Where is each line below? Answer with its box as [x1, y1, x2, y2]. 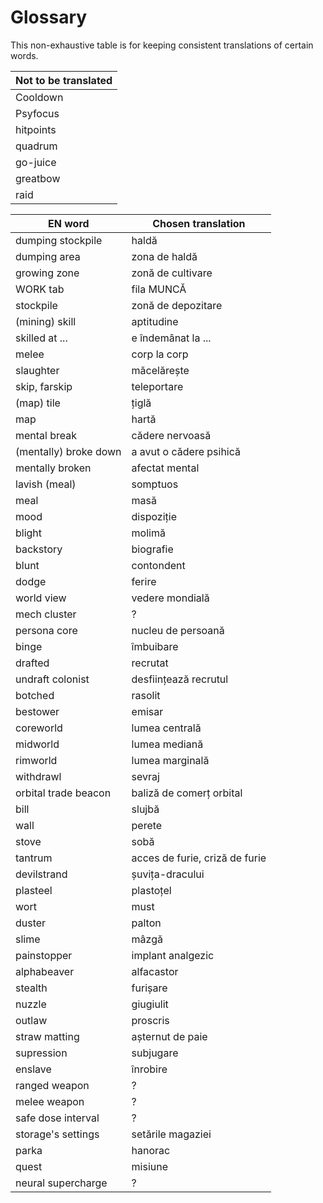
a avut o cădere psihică [131, 444, 241, 458]
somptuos [131, 477, 179, 491]
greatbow [15, 171, 61, 185]
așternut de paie [131, 1029, 208, 1043]
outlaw [15, 1013, 48, 1027]
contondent [131, 558, 186, 572]
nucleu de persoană [131, 623, 225, 637]
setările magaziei [131, 1127, 212, 1141]
